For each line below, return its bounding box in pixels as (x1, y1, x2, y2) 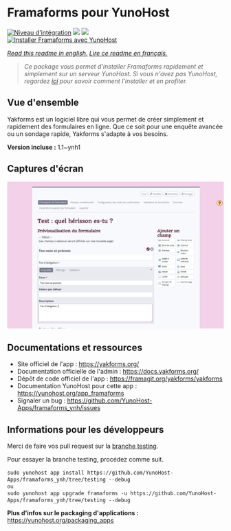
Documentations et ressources (7, 342, 143, 354)
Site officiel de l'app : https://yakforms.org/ (16, 360, 140, 368)
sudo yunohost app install (7, 469, 85, 477)
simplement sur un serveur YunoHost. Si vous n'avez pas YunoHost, (23, 69, 218, 78)
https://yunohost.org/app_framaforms (16, 389, 125, 398)
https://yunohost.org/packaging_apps (7, 517, 114, 525)
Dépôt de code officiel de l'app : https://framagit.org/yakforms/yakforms (16, 374, 223, 383)
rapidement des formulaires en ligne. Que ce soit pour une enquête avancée (7, 122, 223, 131)
